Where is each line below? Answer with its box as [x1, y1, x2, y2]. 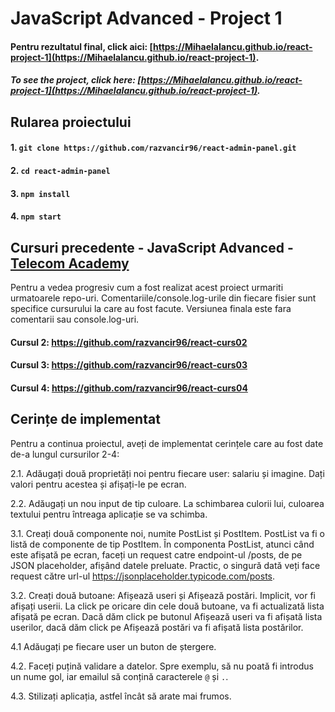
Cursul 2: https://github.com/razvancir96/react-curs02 [10, 336, 248, 348]
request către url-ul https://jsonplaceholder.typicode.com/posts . [10, 570, 276, 582]
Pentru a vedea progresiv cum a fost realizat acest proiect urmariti [10, 281, 284, 293]
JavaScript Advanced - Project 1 [10, 7, 283, 30]
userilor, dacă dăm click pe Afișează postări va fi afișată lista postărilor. [10, 621, 304, 633]
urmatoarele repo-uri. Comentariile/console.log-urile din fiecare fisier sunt [10, 292, 317, 304]
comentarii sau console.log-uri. [10, 313, 140, 325]
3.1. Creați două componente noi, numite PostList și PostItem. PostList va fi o [10, 527, 325, 539]
